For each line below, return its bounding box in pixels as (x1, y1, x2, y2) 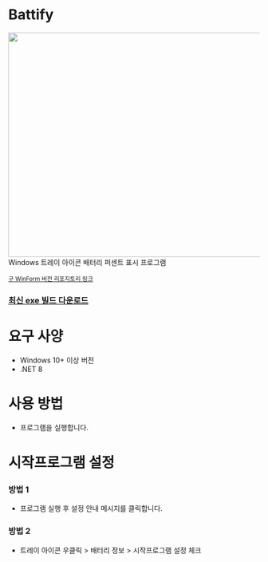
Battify (8, 6, 54, 24)
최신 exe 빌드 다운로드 (8, 295, 89, 306)
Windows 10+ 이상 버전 (19, 355, 94, 365)
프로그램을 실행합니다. (19, 422, 89, 432)
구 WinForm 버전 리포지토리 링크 (8, 275, 93, 283)
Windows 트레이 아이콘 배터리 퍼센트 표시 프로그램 (8, 257, 167, 267)
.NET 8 (19, 364, 43, 374)
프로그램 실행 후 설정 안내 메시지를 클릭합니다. (19, 504, 164, 513)
